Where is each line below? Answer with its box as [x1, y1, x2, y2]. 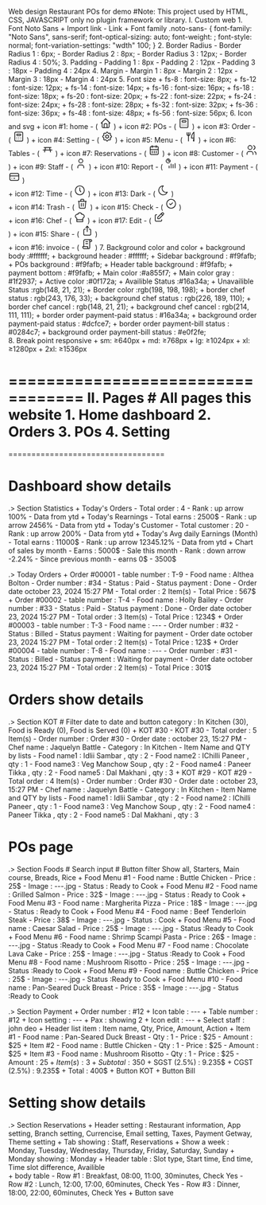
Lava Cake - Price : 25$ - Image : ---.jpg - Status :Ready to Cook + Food [8, 949, 245, 958]
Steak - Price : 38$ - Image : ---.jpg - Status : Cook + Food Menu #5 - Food [8, 915, 256, 925]
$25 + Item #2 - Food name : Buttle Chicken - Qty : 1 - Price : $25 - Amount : [8, 1040, 259, 1050]
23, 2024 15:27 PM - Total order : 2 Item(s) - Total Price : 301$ [8, 663, 212, 672]
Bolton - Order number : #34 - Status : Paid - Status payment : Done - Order [8, 577, 257, 588]
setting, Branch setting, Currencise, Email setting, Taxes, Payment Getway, [8, 1129, 253, 1138]
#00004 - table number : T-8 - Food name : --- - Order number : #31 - [8, 645, 238, 655]
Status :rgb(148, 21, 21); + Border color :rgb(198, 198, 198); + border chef [8, 285, 245, 294]
